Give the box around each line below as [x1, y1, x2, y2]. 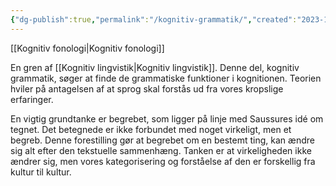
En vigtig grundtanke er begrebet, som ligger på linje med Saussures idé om [10, 112, 324, 125]
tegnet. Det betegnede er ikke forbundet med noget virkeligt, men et [10, 123, 292, 135]
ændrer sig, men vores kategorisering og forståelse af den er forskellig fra [10, 155, 316, 167]
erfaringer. [10, 93, 54, 105]
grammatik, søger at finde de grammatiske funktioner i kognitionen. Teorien [10, 72, 322, 84]
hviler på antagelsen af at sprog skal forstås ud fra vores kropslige [10, 82, 284, 95]
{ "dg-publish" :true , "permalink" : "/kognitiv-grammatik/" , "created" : [10, 14, 298, 25]
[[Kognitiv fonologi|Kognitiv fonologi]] [10, 42, 165, 54]
